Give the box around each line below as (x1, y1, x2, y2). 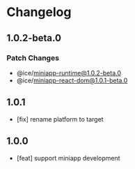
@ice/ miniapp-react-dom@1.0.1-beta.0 (16, 76, 128, 84)
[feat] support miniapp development (16, 154, 120, 162)
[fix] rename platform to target (16, 115, 104, 123)
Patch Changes (6, 53, 60, 63)
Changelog (6, 4, 72, 20)
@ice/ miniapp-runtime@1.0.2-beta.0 (16, 68, 122, 77)
